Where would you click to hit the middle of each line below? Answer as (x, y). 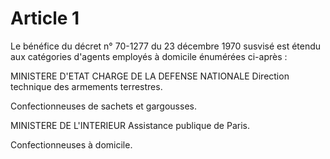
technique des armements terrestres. (86, 86)
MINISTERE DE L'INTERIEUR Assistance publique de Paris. (130, 125)
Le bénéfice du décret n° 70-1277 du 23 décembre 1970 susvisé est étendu (166, 46)
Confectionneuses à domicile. (71, 144)
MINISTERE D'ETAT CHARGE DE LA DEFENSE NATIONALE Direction (150, 76)
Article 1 (45, 18)
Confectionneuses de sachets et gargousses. (103, 106)
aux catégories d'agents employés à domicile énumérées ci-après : (149, 56)
